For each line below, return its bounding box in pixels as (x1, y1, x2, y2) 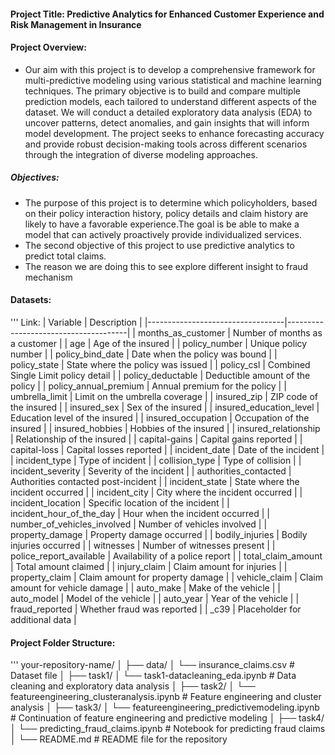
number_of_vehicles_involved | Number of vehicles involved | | (10, 518, 268, 530)
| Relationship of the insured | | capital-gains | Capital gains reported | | (10, 433, 303, 445)
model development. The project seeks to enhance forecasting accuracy (24, 127, 325, 139)
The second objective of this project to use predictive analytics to (24, 239, 295, 251)
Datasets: (10, 294, 52, 306)
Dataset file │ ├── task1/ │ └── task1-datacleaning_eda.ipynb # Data (10, 670, 297, 682)
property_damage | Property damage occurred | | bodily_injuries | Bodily (10, 528, 308, 540)
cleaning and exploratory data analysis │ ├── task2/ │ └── (10, 680, 256, 692)
